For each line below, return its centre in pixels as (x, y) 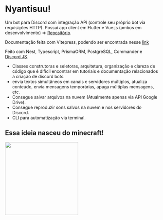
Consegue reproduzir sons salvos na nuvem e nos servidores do (77, 107)
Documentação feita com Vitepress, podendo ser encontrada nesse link (77, 42)
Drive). (19, 102)
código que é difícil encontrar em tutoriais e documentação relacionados (85, 71)
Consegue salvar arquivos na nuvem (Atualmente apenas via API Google (85, 97)
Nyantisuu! (28, 9)
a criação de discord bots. (38, 76)
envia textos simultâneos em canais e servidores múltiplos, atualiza (80, 82)
